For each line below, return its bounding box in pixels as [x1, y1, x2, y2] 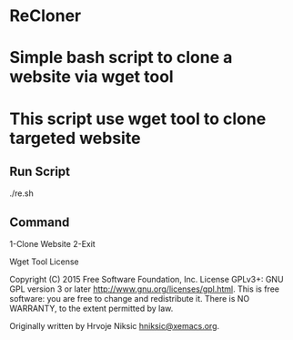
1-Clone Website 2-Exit [9, 239, 96, 250]
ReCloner [9, 5, 82, 26]
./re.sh [9, 188, 34, 199]
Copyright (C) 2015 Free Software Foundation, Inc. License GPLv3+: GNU [9, 274, 284, 285]
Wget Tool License [9, 256, 79, 267]
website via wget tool [9, 67, 175, 88]
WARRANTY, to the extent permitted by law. [9, 303, 174, 314]
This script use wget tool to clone [9, 108, 267, 129]
